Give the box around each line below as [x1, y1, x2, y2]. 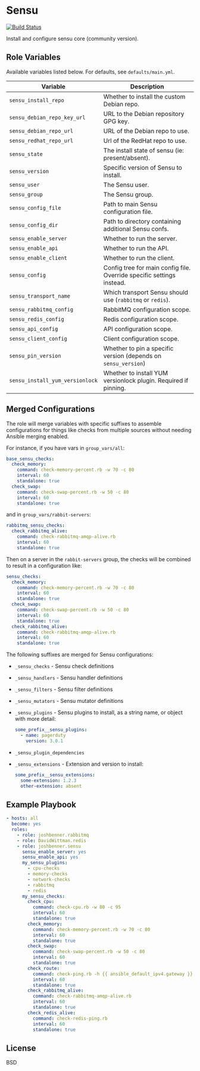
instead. [103, 279, 126, 287]
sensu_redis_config [9, 316, 64, 323]
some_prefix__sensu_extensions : [14, 772, 95, 778]
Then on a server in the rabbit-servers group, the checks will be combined [6, 555, 191, 562]
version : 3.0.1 [26, 738, 64, 744]
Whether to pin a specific [103, 344, 174, 353]
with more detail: [14, 715, 57, 723]
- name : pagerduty [20, 733, 66, 739]
